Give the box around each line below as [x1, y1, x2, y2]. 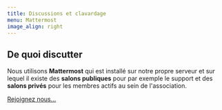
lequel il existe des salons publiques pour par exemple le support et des [7, 74, 213, 83]
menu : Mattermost [7, 17, 57, 24]
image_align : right [7, 23, 63, 30]
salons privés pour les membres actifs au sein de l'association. [7, 82, 188, 90]
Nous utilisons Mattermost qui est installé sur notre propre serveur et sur [7, 67, 216, 75]
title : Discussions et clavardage [7, 10, 107, 17]
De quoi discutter [7, 48, 83, 60]
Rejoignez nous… [7, 95, 57, 104]
